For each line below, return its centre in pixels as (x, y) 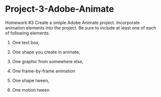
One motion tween (31, 90)
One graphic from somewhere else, (48, 61)
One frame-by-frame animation (44, 71)
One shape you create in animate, (46, 52)
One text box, (26, 42)
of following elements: (27, 33)
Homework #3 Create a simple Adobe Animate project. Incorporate (73, 23)
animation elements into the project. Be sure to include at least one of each (81, 27)
